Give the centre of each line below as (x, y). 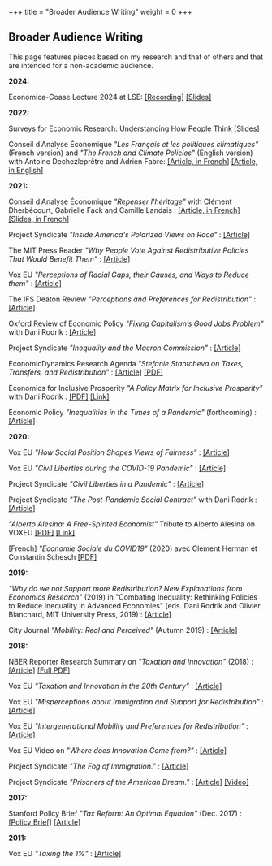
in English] (26, 170)
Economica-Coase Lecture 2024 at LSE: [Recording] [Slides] (110, 97)
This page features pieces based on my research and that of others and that (136, 57)
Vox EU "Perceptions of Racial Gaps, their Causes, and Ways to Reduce (129, 275)
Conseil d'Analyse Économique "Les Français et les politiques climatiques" (134, 144)
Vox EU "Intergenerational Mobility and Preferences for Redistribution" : (129, 725)
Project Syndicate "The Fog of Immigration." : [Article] (99, 766)
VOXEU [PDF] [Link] (42, 532)
